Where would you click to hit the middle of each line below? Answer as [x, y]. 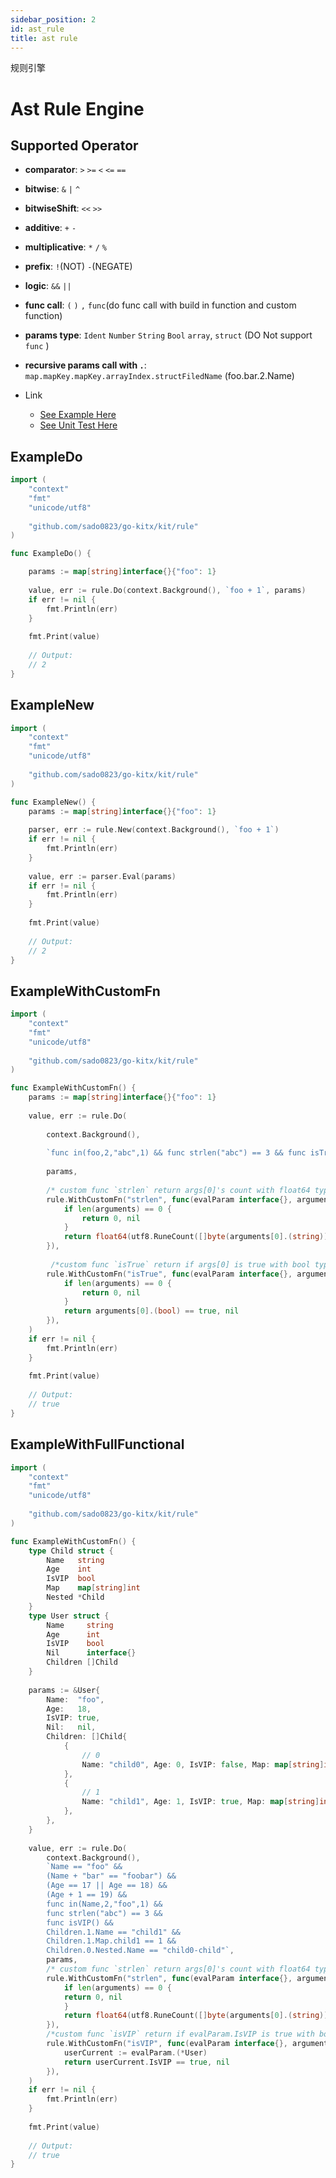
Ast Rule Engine [77, 108]
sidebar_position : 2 [53, 19]
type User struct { [69, 1616]
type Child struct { [71, 1551]
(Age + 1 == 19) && [87, 1895]
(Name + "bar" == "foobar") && [111, 1876]
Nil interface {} [91, 1653]
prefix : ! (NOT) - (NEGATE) [78, 267]
